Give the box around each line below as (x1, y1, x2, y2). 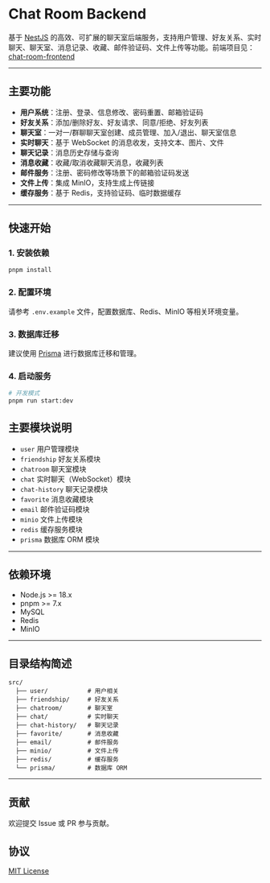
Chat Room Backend (8, 5, 147, 23)
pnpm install (8, 266, 52, 274)
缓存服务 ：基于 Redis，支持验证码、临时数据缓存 (19, 188, 182, 197)
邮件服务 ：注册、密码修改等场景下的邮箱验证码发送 (19, 167, 190, 177)
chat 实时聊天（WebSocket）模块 (19, 474, 131, 484)
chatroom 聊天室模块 (19, 464, 87, 473)
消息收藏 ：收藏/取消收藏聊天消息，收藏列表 (19, 158, 164, 167)
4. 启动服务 (8, 370, 51, 382)
